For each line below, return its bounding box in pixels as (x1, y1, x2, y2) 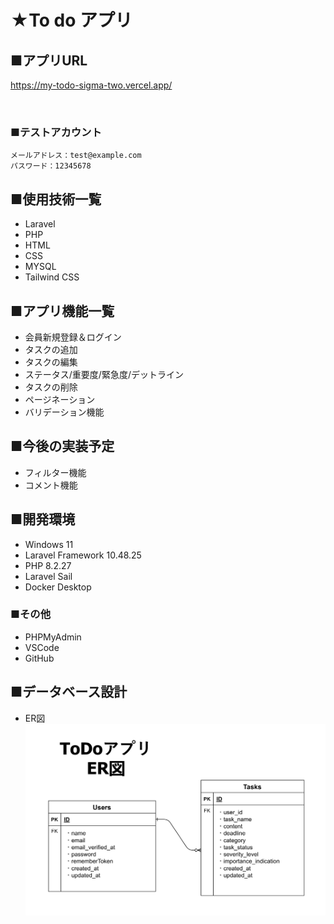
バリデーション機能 (24, 406, 105, 418)
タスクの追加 (24, 343, 78, 355)
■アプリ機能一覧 (10, 302, 115, 320)
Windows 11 (24, 538, 74, 550)
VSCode (24, 641, 60, 653)
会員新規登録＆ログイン (24, 331, 122, 343)
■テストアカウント (10, 125, 102, 139)
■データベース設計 (10, 684, 128, 701)
